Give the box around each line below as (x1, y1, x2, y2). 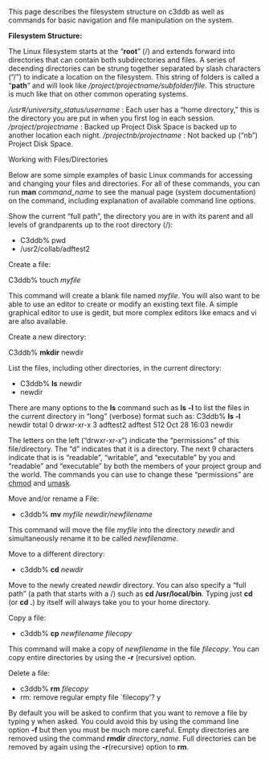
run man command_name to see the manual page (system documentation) (8, 187, 256, 196)
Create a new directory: (8, 332, 87, 341)
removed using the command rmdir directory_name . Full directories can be (8, 733, 257, 743)
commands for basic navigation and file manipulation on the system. (8, 15, 234, 25)
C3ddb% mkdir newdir (8, 347, 84, 357)
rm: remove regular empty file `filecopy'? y (19, 692, 161, 702)
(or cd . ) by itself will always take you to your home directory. (8, 598, 211, 606)
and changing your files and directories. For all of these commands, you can (8, 179, 261, 188)
